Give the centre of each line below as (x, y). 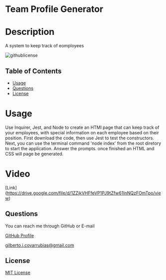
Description (30, 32)
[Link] (11, 187)
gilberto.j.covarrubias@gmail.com (40, 245)
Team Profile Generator (54, 9)
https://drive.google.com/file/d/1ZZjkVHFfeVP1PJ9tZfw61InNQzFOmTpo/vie (84, 193)
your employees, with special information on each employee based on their (82, 132)
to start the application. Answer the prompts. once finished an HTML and (80, 148)
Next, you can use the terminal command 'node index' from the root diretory (83, 143)
